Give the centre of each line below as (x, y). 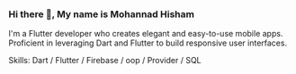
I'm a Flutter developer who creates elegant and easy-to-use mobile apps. (146, 34)
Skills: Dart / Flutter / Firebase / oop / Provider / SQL (105, 61)
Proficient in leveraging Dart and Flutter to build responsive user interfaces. (148, 43)
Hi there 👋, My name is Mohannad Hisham (102, 14)
